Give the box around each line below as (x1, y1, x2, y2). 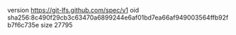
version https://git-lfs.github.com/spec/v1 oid (7, 6, 140, 14)
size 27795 (40, 21, 73, 29)
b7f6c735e (7, 21, 40, 29)
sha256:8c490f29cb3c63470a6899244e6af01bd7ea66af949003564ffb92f (7, 13, 229, 22)
